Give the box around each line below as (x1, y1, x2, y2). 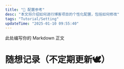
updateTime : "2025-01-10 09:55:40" (5, 21, 79, 26)
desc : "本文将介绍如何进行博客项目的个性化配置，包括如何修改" (5, 12, 120, 17)
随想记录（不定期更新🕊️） (5, 54, 111, 66)
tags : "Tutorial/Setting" (5, 16, 59, 21)
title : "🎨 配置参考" (5, 7, 45, 12)
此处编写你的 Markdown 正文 (5, 35, 65, 41)
